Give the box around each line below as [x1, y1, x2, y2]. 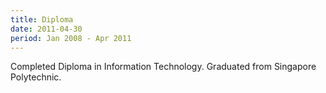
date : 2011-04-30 [10, 24, 83, 34]
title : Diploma [10, 14, 74, 25]
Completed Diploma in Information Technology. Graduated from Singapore [10, 61, 317, 73]
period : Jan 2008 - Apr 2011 [10, 33, 132, 43]
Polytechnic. [10, 71, 62, 83]
